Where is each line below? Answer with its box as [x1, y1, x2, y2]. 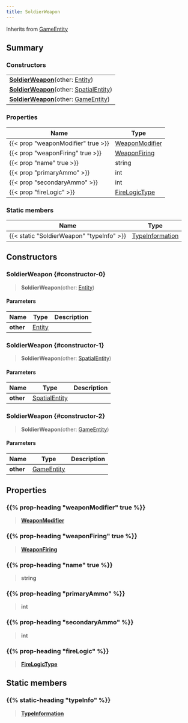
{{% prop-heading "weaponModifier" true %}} [6, 503, 146, 512]
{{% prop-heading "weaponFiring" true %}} [6, 532, 138, 541]
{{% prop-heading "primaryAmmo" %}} [6, 589, 126, 598]
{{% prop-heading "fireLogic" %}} [6, 647, 109, 655]
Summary [6, 43, 44, 53]
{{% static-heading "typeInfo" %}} [6, 696, 111, 704]
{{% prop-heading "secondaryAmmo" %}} [6, 618, 134, 627]
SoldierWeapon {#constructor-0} [6, 270, 106, 279]
